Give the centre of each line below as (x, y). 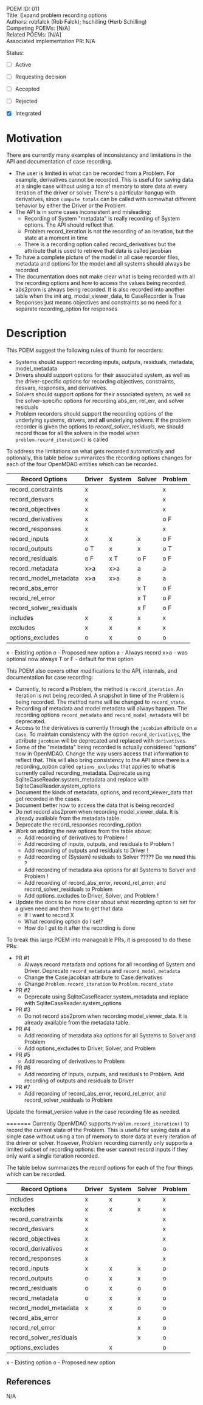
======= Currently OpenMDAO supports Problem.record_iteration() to (98, 1124)
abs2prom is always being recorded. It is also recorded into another (100, 290)
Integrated (28, 113)
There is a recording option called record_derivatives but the (100, 244)
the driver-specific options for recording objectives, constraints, (95, 382)
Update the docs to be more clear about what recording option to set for (105, 902)
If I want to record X (49, 915)
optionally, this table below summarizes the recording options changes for (99, 458)
